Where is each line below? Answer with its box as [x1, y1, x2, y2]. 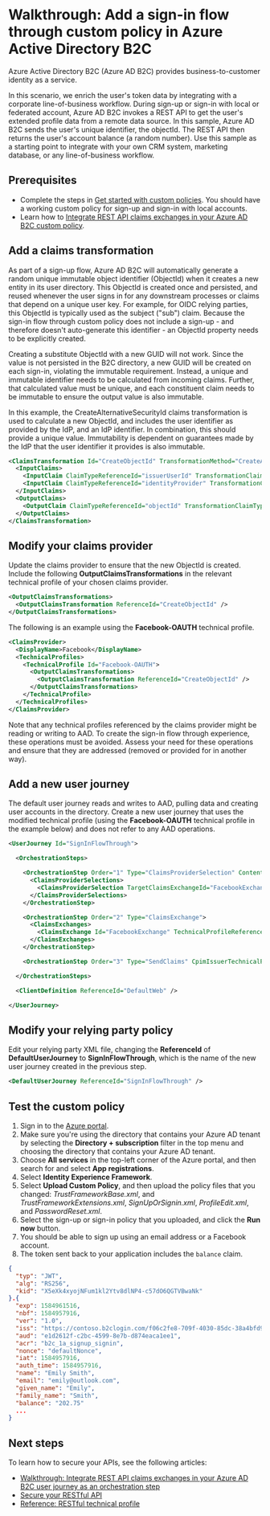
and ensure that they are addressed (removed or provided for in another [8, 745, 247, 755]
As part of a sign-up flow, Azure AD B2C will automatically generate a [8, 265, 239, 275]
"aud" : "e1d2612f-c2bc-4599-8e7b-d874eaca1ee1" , [15, 1332, 182, 1340]
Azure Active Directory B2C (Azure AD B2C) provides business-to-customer [8, 66, 261, 76]
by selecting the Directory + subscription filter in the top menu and [19, 1137, 244, 1147]
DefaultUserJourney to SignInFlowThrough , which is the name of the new [8, 1053, 256, 1063]
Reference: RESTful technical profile [19, 1499, 141, 1509]
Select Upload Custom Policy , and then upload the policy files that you [19, 1180, 256, 1190]
